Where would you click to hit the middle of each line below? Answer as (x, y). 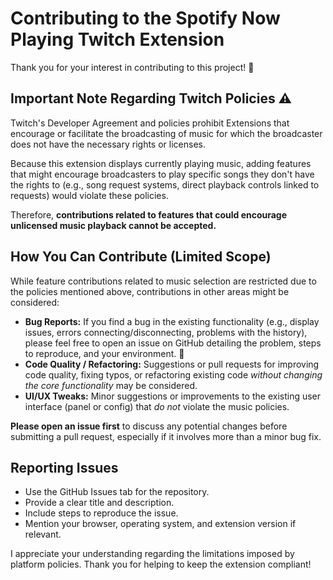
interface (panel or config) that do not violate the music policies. (157, 406)
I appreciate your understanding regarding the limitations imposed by (152, 554)
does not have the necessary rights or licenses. (108, 144)
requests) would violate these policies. (89, 195)
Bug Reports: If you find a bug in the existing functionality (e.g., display (172, 321)
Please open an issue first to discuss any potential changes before (149, 426)
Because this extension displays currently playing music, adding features (161, 163)
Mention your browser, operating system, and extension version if (160, 524)
